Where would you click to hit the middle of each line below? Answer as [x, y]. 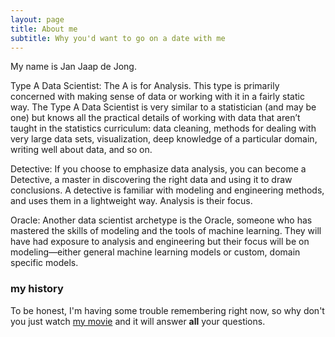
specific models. [44, 263]
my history [37, 289]
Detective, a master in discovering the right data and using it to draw [151, 180]
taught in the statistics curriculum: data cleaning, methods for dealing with [163, 128]
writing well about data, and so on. [81, 150]
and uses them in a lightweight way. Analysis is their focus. [131, 201]
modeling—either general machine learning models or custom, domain [155, 252]
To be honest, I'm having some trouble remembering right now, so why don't [167, 310]
